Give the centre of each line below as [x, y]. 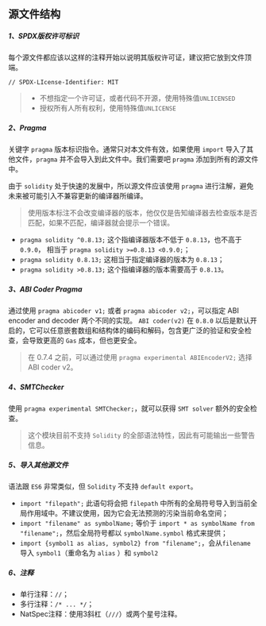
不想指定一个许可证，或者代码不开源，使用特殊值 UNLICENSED [137, 99]
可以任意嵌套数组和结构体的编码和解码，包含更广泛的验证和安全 [140, 330]
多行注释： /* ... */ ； [57, 604]
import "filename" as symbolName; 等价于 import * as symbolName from [137, 524]
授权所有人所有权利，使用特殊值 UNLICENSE [108, 108]
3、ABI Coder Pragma [45, 289]
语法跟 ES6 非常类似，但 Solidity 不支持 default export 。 [103, 486]
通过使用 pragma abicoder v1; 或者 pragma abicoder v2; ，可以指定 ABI [124, 311]
